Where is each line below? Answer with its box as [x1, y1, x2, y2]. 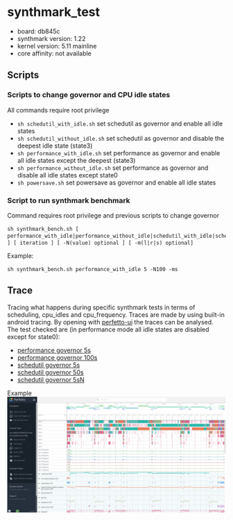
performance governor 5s [17, 346, 92, 354]
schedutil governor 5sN [17, 375, 85, 383]
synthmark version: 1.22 [17, 34, 86, 42]
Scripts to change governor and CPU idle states [7, 90, 171, 100]
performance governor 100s [17, 353, 98, 361]
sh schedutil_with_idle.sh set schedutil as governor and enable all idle [17, 119, 223, 128]
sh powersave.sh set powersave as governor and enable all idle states [17, 178, 216, 187]
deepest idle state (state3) [17, 141, 93, 150]
